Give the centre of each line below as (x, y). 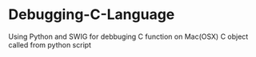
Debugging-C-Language (92, 15)
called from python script (50, 44)
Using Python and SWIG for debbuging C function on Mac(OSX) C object (128, 36)
